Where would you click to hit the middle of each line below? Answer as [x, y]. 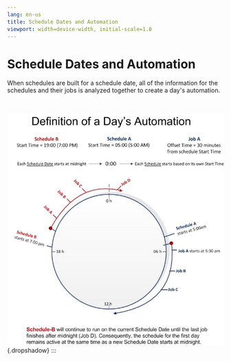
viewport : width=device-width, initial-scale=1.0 [80, 29]
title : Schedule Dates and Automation [63, 22]
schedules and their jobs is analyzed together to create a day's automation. [114, 90]
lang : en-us [24, 14]
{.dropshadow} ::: [32, 350]
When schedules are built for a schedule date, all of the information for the [113, 83]
